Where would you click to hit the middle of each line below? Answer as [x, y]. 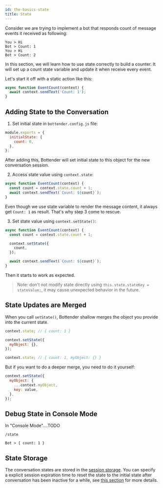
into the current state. [27, 322]
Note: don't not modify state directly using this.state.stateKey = [83, 285]
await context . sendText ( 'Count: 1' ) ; [48, 92]
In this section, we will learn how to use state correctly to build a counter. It [80, 64]
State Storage [26, 458]
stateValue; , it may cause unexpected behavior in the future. [78, 290]
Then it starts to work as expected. [40, 275]
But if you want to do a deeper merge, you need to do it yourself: [70, 367]
